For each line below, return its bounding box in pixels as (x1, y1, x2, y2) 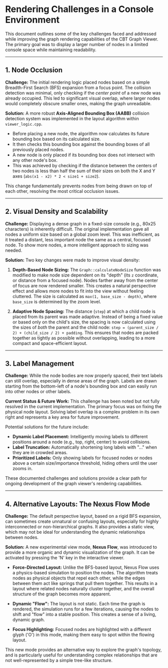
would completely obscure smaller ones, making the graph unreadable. (5, 100, 151, 106)
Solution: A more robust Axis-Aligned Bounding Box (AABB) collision (5, 110, 149, 116)
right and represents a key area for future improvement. (5, 414, 120, 420)
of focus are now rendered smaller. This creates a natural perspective (12, 282, 156, 288)
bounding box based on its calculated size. (12, 136, 101, 142)
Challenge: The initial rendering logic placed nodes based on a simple (5, 79, 150, 85)
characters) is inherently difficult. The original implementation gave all (5, 226, 149, 232)
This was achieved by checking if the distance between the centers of (12, 162, 157, 168)
